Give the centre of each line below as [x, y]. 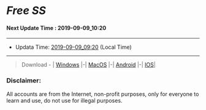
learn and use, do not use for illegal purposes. [64, 100]
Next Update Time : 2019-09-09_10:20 [56, 28]
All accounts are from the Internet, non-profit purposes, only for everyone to [103, 94]
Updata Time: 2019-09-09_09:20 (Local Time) [73, 47]
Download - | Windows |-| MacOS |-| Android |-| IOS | [89, 65]
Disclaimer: [24, 81]
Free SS [26, 11]
